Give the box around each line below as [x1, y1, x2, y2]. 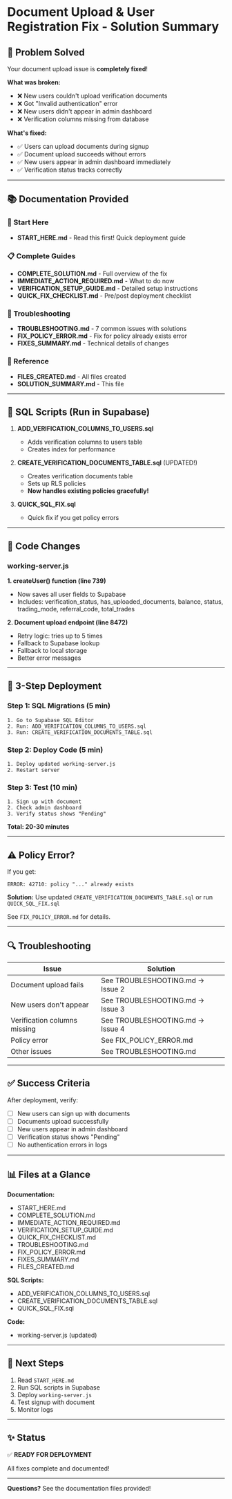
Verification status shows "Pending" [17, 1133, 120, 1141]
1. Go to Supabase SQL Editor [7, 717, 95, 724]
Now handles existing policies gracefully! [27, 487, 149, 495]
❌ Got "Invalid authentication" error [17, 100, 118, 107]
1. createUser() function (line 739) [7, 577, 106, 585]
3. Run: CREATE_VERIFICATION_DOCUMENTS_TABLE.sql [7, 728, 153, 736]
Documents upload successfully [17, 1117, 109, 1125]
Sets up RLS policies [27, 479, 86, 488]
